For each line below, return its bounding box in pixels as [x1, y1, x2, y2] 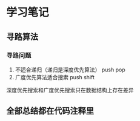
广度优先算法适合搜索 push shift [15, 73, 95, 80]
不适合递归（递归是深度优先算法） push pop [15, 66, 125, 73]
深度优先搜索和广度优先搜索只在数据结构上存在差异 [6, 86, 134, 94]
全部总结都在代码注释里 [6, 106, 94, 116]
